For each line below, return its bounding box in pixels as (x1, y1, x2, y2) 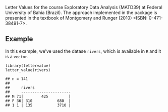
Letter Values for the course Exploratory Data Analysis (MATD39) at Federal (5, 5, 162, 10)
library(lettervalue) (5, 63, 51, 68)
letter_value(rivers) (5, 67, 51, 72)
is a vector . (5, 53, 29, 59)
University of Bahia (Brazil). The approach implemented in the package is (5, 10, 157, 16)
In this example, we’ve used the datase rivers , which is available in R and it (5, 48, 161, 54)
